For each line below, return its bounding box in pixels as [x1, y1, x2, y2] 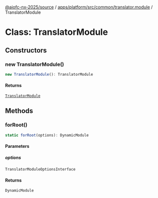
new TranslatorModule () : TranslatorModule [5, 72, 93, 77]
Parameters [5, 143, 29, 149]
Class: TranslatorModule [5, 27, 108, 38]
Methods [5, 107, 33, 115]
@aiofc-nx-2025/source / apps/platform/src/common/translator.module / [5, 4, 153, 10]
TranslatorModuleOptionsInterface [5, 167, 76, 172]
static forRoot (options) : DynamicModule [5, 133, 89, 138]
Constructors [5, 46, 47, 55]
